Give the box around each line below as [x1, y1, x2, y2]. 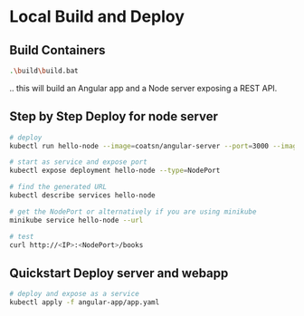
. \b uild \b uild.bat [9, 66, 79, 75]
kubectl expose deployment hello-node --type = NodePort [9, 166, 221, 176]
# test [9, 232, 34, 241]
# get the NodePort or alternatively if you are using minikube [9, 206, 257, 216]
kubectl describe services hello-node [9, 191, 156, 200]
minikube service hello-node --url [9, 215, 144, 225]
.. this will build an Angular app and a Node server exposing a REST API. [9, 82, 278, 93]
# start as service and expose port [9, 158, 147, 167]
